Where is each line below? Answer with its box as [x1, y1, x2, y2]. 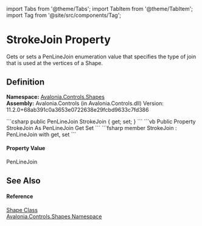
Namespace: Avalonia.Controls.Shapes [6, 93, 105, 100]
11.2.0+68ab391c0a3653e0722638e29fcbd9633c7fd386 [6, 106, 149, 113]
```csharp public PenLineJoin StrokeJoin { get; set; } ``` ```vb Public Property [6, 118, 196, 125]
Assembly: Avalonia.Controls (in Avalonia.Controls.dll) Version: [6, 100, 164, 107]
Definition [6, 77, 44, 87]
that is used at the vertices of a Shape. [6, 59, 103, 66]
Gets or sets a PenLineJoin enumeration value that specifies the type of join [6, 53, 197, 60]
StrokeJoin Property [6, 33, 111, 47]
